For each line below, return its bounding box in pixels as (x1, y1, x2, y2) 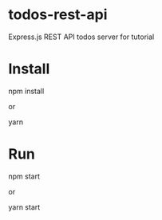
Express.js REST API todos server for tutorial (8, 32, 155, 41)
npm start (8, 171, 41, 181)
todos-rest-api (8, 6, 108, 24)
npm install (8, 86, 45, 96)
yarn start (8, 202, 41, 212)
